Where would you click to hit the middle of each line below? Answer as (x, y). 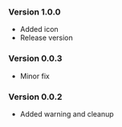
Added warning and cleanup (67, 113)
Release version (47, 38)
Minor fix (35, 76)
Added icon (39, 30)
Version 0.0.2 (35, 97)
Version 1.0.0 (35, 12)
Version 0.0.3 (35, 58)
